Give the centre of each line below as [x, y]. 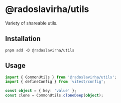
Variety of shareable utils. [31, 23]
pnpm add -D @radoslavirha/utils [40, 50]
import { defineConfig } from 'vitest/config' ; [56, 82]
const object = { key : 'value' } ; [41, 91]
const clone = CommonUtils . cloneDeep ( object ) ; [54, 95]
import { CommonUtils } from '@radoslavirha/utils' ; [61, 77]
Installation [23, 39]
